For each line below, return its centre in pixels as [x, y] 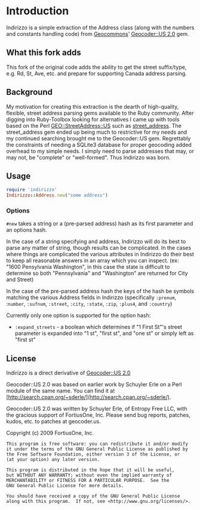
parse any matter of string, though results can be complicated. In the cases [99, 248]
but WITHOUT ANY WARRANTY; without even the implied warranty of [89, 475]
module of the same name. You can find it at [61, 391]
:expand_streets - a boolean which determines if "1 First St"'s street [99, 327]
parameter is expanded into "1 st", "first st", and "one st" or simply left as [104, 333]
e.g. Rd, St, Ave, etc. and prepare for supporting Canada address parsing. [96, 73]
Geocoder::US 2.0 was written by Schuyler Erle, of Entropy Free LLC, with [97, 409]
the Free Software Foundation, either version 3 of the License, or [93, 454]
